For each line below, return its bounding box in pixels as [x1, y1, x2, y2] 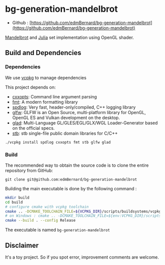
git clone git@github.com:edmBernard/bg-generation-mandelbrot [5, 177, 137, 182]
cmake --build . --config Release [5, 218, 76, 223]
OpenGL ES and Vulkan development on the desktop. [12, 115, 120, 120]
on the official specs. [12, 125, 55, 131]
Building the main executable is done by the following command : [5, 185, 137, 191]
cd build [5, 200, 23, 205]
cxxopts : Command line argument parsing [12, 93, 97, 99]
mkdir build [5, 195, 29, 200]
